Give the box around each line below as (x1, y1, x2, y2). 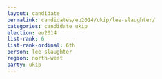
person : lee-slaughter (7, 49, 72, 56)
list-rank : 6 (7, 36, 45, 43)
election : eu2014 (7, 29, 57, 36)
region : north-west (7, 55, 63, 62)
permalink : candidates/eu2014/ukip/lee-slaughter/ (7, 16, 156, 23)
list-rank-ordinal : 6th (7, 42, 76, 49)
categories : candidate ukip (7, 23, 88, 30)
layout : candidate (7, 10, 60, 17)
